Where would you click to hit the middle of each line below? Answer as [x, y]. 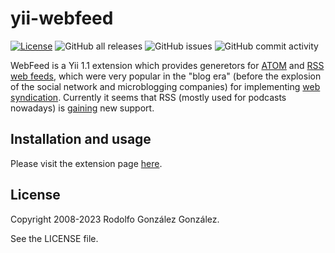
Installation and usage [81, 139]
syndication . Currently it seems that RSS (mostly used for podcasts [148, 97]
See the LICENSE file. [54, 238]
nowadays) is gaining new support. [82, 108]
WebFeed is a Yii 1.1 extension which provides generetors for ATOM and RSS [167, 65]
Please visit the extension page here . [86, 163]
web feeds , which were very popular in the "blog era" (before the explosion [166, 76]
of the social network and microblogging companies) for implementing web [165, 86]
